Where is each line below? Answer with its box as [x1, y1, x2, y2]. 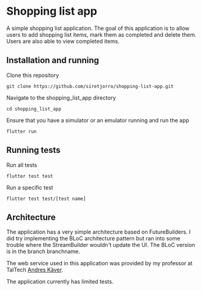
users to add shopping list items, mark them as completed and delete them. [6, 31, 197, 38]
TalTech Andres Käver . [6, 266, 63, 273]
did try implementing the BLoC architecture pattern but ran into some [6, 235, 181, 242]
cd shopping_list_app [6, 106, 62, 112]
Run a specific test [6, 183, 53, 191]
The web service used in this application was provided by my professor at [6, 260, 193, 267]
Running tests [6, 145, 61, 155]
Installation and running [6, 55, 99, 65]
